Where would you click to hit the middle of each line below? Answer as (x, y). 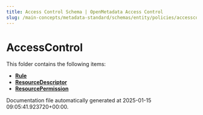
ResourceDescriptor (41, 82)
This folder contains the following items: (56, 64)
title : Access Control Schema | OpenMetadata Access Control (85, 12)
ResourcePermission (42, 89)
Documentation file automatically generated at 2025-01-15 (79, 100)
